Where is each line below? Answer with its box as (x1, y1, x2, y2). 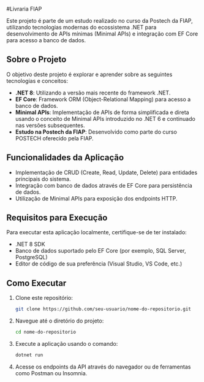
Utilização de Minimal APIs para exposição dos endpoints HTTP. (15, 194, 178, 202)
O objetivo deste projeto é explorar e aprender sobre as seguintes (6, 71, 173, 78)
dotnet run (15, 352, 43, 358)
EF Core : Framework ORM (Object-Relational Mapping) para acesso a (15, 95, 191, 103)
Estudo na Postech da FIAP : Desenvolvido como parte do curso (15, 128, 178, 136)
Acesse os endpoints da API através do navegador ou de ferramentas (15, 363, 191, 370)
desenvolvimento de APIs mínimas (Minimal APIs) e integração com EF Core (6, 30, 198, 37)
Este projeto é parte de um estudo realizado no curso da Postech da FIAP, (6, 17, 193, 24)
